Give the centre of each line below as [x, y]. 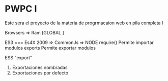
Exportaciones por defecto [40, 73]
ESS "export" [19, 57]
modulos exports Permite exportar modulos [50, 48]
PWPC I [21, 9]
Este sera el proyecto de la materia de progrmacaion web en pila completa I [84, 23]
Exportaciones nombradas [40, 67]
